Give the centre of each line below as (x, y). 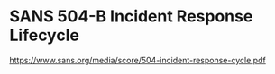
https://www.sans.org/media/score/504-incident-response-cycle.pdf (137, 60)
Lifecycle (44, 35)
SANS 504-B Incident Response (131, 16)
